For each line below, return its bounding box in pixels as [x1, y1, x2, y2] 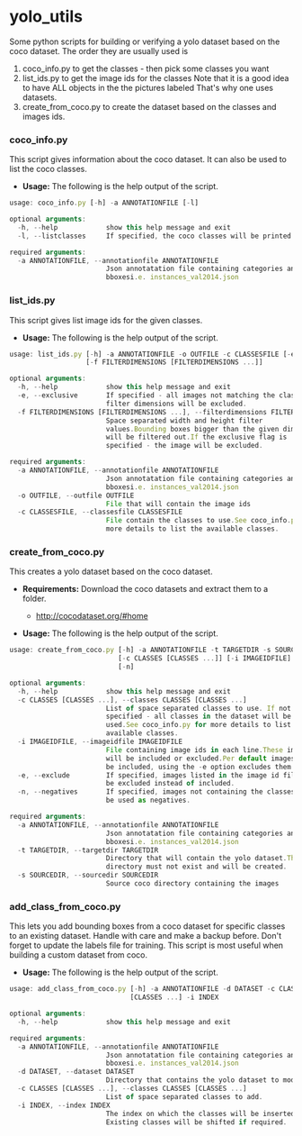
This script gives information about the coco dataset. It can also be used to [9, 154, 288, 165]
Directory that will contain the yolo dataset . [105, 854, 288, 863]
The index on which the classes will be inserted [105, 1109, 296, 1118]
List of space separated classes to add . [105, 1092, 263, 1101]
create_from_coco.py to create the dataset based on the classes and [22, 101, 277, 112]
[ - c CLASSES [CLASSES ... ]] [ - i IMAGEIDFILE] [118, 654, 292, 663]
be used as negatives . [105, 795, 191, 805]
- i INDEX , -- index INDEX [17, 1101, 111, 1110]
